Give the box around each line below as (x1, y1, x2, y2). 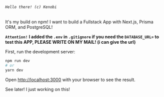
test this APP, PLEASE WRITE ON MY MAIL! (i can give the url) (5, 39, 136, 45)
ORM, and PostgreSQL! (5, 24, 53, 30)
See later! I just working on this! (5, 86, 70, 92)
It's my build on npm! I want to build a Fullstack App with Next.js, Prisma (5, 19, 153, 25)
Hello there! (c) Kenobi (5, 4, 57, 9)
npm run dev (5, 58, 30, 64)
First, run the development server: (5, 49, 75, 55)
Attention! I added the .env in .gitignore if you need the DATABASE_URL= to (5, 34, 159, 40)
